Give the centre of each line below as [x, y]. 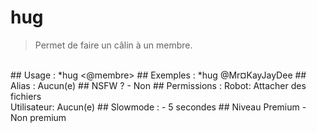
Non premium [38, 117]
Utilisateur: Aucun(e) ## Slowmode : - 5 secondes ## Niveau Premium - [158, 107]
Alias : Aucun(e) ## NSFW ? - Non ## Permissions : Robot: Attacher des [158, 85]
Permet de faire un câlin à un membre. [113, 45]
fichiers [26, 96]
